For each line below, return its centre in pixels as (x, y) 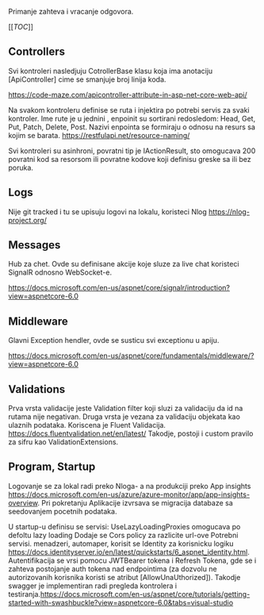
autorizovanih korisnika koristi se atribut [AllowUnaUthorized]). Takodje (124, 577)
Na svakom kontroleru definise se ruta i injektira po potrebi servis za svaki (129, 110)
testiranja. (25, 594)
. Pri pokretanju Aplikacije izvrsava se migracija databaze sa (135, 502)
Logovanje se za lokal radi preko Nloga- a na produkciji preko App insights (130, 486)
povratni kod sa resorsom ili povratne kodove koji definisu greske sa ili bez (130, 159)
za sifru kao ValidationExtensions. (63, 442)
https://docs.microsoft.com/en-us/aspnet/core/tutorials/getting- (145, 594)
